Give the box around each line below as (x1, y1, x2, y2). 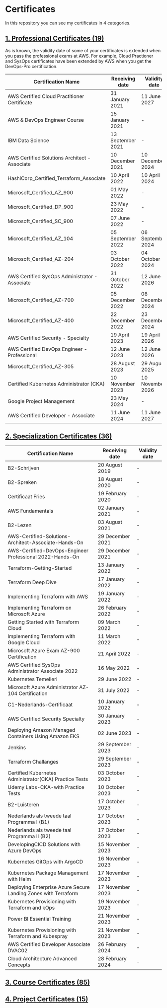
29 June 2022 (97, 676, 132, 683)
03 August (97, 518, 123, 525)
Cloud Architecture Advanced (7, 955, 77, 962)
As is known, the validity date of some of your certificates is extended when (5, 47, 161, 53)
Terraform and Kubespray (7, 932, 68, 939)
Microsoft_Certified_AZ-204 (7, 255, 74, 262)
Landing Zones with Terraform (7, 890, 79, 897)
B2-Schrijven (7, 465, 40, 471)
